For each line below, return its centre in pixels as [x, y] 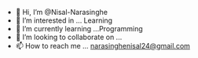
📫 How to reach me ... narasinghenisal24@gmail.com [103, 46]
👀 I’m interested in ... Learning [64, 20]
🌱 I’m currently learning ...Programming [79, 29]
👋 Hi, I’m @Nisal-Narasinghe [62, 12]
